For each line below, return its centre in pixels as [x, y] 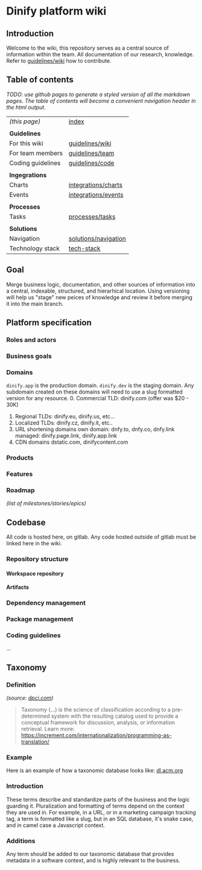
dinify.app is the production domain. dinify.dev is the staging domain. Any [100, 386]
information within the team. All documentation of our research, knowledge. [100, 54]
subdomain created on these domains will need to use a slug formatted [94, 392]
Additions [21, 840]
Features [20, 474]
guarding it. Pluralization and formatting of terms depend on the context [96, 806]
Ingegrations [28, 175]
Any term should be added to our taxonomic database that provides [90, 854]
